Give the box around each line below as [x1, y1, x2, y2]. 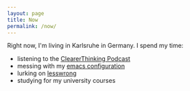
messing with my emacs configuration [16, 62, 126, 70]
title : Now [7, 16, 38, 23]
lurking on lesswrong [16, 69, 77, 77]
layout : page [7, 10, 45, 17]
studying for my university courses [16, 77, 116, 85]
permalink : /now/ [7, 23, 57, 29]
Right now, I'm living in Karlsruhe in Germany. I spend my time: [7, 42, 184, 50]
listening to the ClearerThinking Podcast [16, 55, 130, 63]
